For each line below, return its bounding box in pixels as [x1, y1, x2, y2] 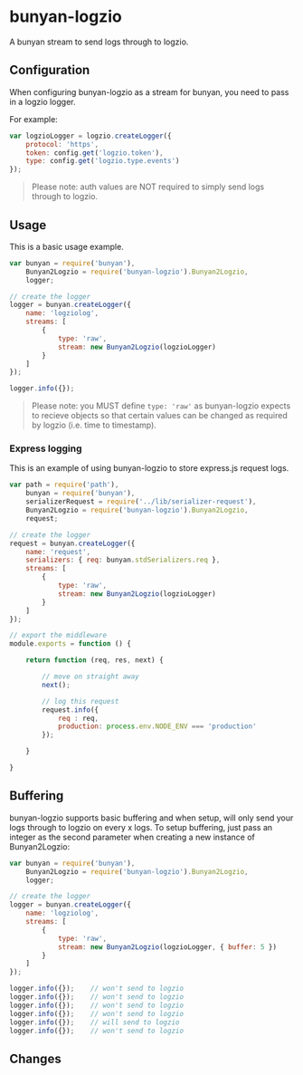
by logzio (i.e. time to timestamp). [31, 419, 156, 431]
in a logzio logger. [9, 96, 76, 107]
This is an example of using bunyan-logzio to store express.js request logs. [9, 463, 289, 474]
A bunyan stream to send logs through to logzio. [9, 36, 189, 47]
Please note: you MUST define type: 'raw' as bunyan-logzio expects [31, 400, 291, 411]
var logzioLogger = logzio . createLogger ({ [9, 131, 172, 140]
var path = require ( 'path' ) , [9, 480, 119, 490]
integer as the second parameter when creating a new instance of [9, 831, 255, 842]
